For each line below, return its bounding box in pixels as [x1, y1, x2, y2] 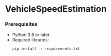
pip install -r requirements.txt [12, 46, 80, 52]
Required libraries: [12, 37, 49, 43]
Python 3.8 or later [12, 32, 50, 37]
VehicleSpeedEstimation [5, 3, 107, 15]
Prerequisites [5, 21, 37, 28]
